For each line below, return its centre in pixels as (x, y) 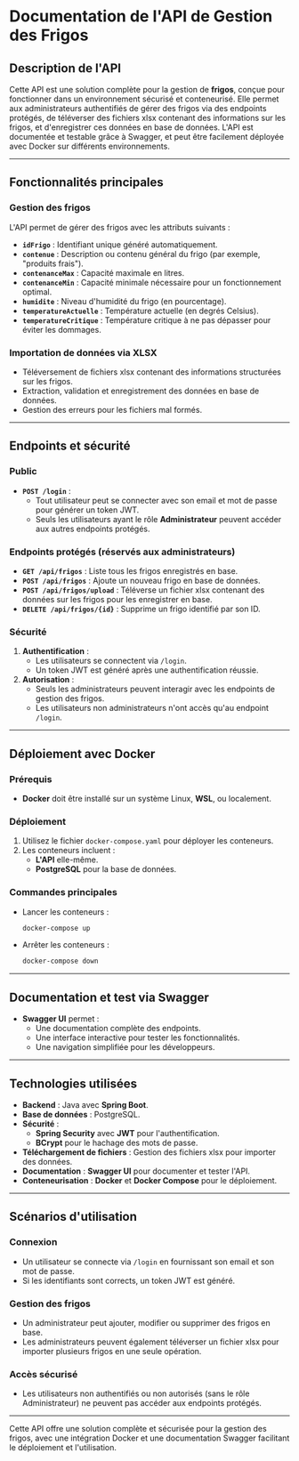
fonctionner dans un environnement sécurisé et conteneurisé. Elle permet (144, 99)
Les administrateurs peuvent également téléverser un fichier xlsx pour (150, 1342)
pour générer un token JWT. (87, 510)
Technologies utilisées (73, 1083)
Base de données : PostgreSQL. (81, 1114)
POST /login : (46, 490)
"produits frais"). (53, 263)
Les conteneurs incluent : (69, 851)
